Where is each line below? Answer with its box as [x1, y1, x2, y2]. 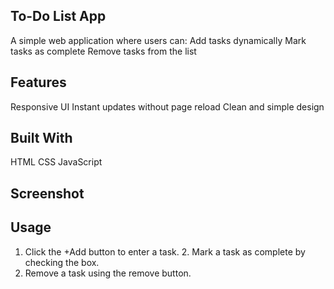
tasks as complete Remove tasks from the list [10, 45, 197, 57]
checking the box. [24, 256, 100, 268]
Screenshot [10, 185, 85, 202]
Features [10, 74, 67, 91]
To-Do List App [10, 8, 107, 25]
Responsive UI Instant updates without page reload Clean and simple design [10, 100, 325, 113]
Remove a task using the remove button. [24, 267, 192, 279]
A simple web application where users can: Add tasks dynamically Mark [10, 34, 307, 46]
